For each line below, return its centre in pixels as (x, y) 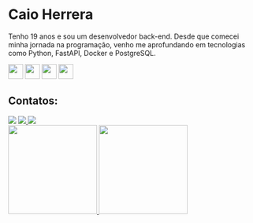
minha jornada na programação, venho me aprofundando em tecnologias (127, 44)
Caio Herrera (51, 15)
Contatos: (33, 101)
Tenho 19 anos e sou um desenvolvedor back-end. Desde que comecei (124, 36)
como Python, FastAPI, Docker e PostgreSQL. (82, 53)
